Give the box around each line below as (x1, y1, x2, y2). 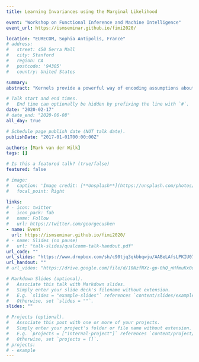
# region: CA (6, 58, 44, 63)
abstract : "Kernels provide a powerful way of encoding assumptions (6, 85, 179, 91)
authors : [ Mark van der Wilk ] (6, 145, 81, 151)
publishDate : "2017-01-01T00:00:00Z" (6, 134, 99, 140)
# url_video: (6, 265, 38, 271)
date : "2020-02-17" (6, 107, 54, 113)
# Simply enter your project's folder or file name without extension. (6, 325, 192, 331)
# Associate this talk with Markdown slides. (6, 281, 126, 287)
